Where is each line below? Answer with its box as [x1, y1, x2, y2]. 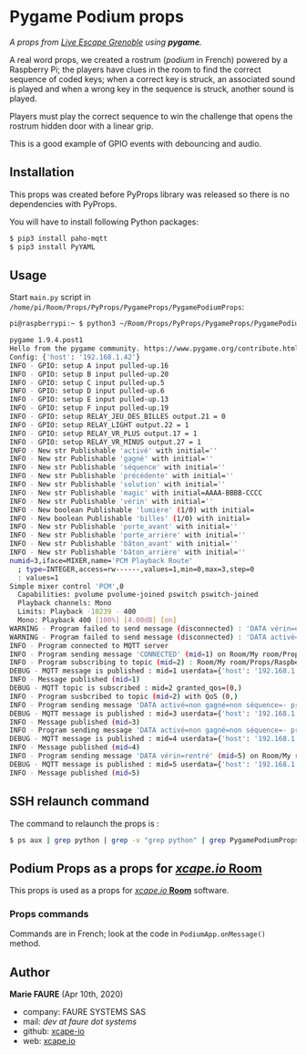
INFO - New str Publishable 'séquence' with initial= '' [9, 463, 226, 472]
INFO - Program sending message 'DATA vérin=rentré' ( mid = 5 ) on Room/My [9, 751, 291, 761]
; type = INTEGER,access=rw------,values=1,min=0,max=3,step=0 [17, 564, 255, 574]
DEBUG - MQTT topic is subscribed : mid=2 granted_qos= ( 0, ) [9, 684, 243, 693]
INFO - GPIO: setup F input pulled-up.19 [9, 403, 169, 413]
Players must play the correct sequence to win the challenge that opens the [9, 110, 293, 121]
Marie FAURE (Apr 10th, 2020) [9, 988, 124, 1000]
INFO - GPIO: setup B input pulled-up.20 [9, 370, 169, 379]
